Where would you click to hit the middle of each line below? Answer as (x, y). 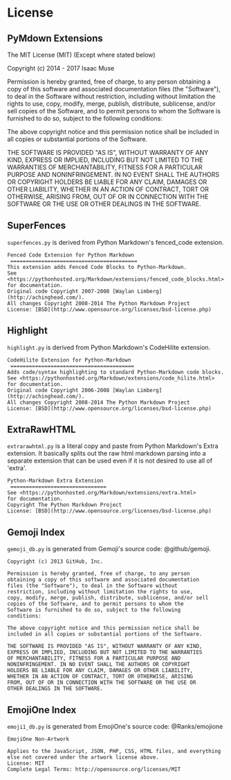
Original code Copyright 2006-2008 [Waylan (71, 390)
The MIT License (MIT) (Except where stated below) (81, 55)
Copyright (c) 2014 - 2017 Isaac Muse (61, 68)
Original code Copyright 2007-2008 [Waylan (71, 291)
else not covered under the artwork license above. (83, 758)
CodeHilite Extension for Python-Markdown (69, 360)
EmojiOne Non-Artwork (38, 739)
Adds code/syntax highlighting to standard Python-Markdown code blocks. (116, 372)
